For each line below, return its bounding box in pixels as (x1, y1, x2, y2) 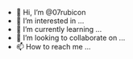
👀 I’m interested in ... (15, 16, 85, 26)
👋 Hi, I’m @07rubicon (15, 8, 86, 17)
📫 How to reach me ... (15, 42, 91, 51)
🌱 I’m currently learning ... (15, 25, 102, 33)
